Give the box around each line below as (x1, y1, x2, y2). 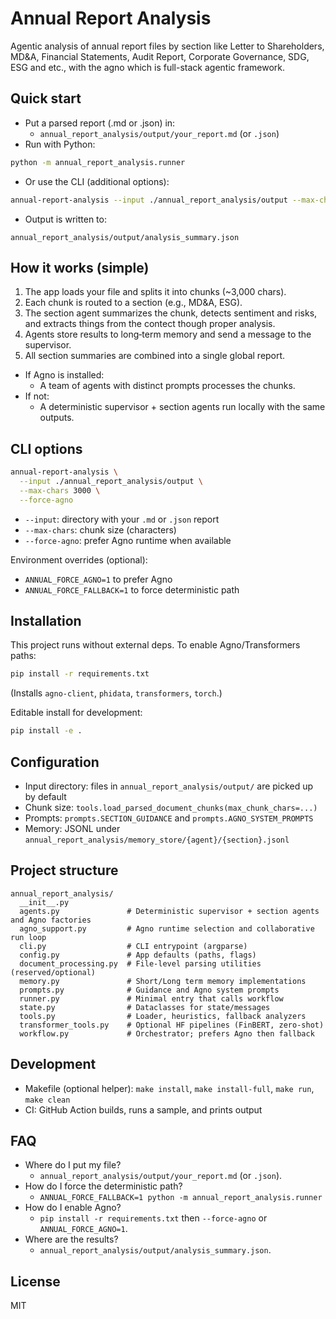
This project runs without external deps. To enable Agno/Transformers (10, 639, 301, 651)
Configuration (10, 753, 100, 771)
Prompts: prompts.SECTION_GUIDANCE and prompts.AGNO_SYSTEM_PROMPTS (24, 812, 314, 824)
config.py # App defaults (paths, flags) (19, 950, 257, 960)
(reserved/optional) (10, 967, 97, 977)
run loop (10, 932, 47, 942)
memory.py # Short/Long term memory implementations (19, 976, 307, 986)
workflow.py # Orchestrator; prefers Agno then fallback (19, 1028, 315, 1039)
